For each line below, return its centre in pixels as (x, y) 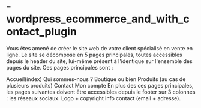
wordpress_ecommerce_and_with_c (98, 19)
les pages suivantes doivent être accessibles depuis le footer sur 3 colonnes (101, 92)
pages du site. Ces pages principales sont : (60, 67)
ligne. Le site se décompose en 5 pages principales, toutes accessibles (94, 55)
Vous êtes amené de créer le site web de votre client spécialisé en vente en (100, 48)
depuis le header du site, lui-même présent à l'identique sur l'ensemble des (100, 61)
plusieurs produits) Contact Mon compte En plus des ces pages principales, (100, 85)
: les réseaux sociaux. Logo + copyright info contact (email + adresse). (94, 98)
